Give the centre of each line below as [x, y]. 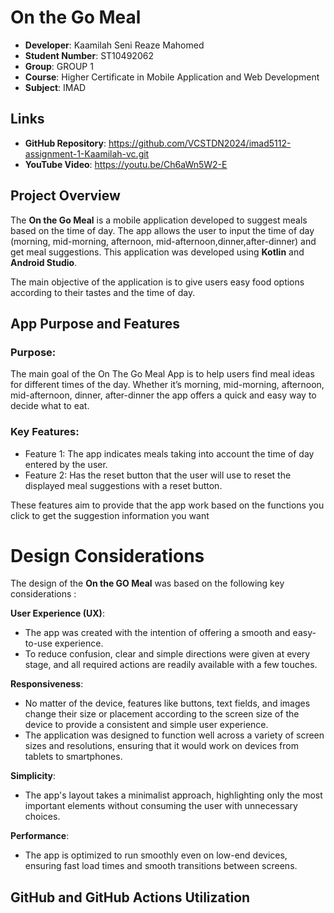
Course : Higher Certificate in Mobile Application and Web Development [172, 77]
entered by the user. [66, 464]
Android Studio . [44, 262]
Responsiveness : [47, 684]
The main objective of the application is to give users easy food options [157, 282]
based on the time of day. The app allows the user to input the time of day [162, 230]
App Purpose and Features [95, 323]
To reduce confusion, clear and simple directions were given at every [167, 654]
